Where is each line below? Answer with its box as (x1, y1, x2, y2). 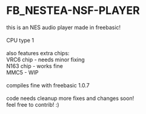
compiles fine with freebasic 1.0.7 (6, 81, 90, 89)
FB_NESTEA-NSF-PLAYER (6, 4, 141, 18)
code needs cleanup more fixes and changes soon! (6, 95, 134, 102)
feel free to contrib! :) (6, 101, 59, 108)
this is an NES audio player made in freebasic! (6, 24, 121, 31)
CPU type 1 (6, 36, 35, 44)
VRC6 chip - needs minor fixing (6, 56, 85, 63)
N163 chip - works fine (6, 62, 64, 70)
